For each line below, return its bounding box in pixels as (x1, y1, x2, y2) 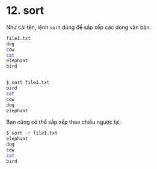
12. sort (6, 4, 44, 18)
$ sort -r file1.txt (6, 130, 58, 136)
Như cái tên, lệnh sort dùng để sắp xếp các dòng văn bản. (6, 24, 152, 31)
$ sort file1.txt (6, 80, 50, 86)
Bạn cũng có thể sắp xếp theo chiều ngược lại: (6, 118, 122, 126)
